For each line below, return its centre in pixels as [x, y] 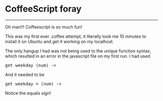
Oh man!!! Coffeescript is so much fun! [44, 27]
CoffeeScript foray [43, 9]
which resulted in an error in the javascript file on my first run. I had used [78, 56]
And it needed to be [25, 74]
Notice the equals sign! [28, 93]
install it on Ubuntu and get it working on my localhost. [59, 41]
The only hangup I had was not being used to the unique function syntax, [78, 51]
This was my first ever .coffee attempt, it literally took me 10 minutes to [76, 36]
